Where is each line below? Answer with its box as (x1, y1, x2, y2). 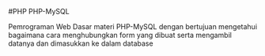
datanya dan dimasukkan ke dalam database (8, 39, 153, 48)
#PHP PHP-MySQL (8, 7, 70, 16)
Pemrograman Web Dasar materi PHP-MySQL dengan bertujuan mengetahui (8, 22, 258, 31)
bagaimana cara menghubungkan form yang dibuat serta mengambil (8, 31, 232, 39)
